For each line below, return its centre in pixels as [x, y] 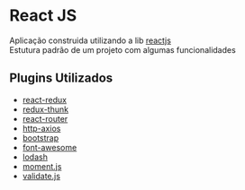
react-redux [45, 99]
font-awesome [50, 147]
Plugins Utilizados [61, 78]
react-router [45, 118]
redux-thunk [45, 109]
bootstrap [41, 138]
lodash [35, 157]
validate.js [41, 176]
